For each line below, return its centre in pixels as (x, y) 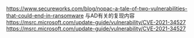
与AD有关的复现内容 (110, 15)
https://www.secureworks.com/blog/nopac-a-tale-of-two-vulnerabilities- (97, 9)
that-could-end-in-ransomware (45, 15)
